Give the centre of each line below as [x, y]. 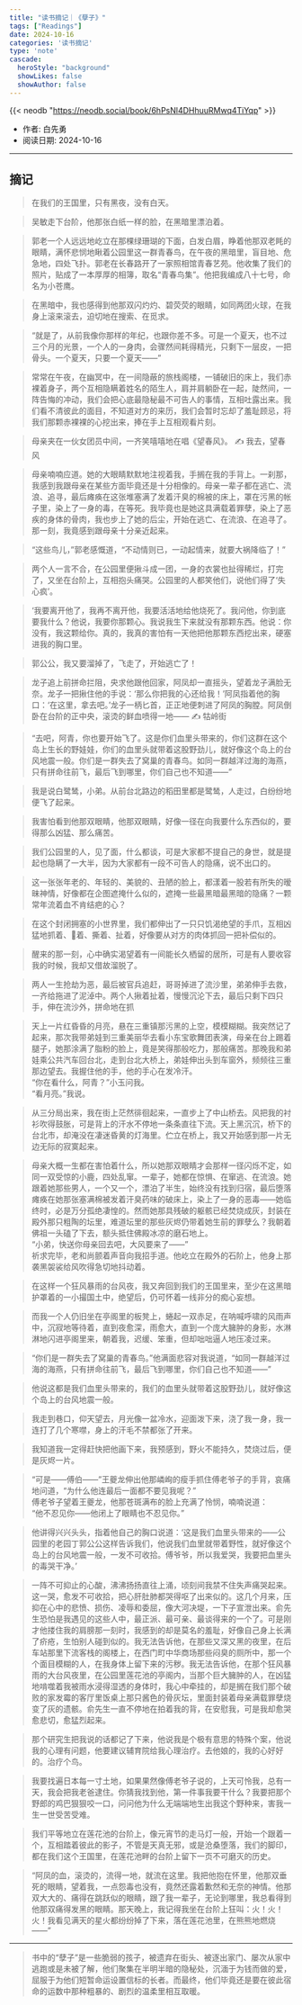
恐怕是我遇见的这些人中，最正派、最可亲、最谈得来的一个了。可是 [161, 1619]
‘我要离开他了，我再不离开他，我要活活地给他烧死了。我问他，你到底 [158, 611]
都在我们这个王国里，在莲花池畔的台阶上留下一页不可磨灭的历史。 [153, 1857]
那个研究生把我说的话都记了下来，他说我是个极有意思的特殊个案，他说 [161, 1740]
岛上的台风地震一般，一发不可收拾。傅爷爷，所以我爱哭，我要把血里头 [161, 1555]
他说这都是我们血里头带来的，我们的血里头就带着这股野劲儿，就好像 [157, 1389]
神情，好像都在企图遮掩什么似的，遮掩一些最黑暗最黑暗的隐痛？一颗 [165, 894]
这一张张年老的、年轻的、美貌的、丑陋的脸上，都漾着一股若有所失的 [157, 882]
